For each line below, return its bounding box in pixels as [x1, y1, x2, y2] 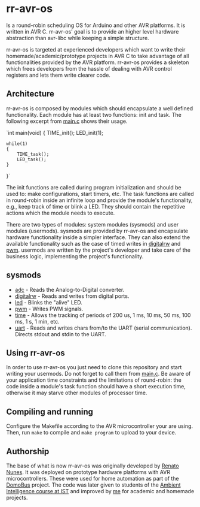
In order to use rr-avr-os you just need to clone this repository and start [6, 364, 182, 371]
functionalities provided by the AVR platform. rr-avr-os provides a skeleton [6, 59, 189, 66]
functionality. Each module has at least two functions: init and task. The [6, 111, 182, 118]
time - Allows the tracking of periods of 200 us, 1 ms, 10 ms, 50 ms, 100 [14, 311, 191, 319]
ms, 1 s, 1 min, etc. [14, 318, 60, 325]
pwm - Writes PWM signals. [14, 305, 84, 312]
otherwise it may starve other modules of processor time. [6, 389, 147, 397]
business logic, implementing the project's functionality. [6, 252, 144, 259]
